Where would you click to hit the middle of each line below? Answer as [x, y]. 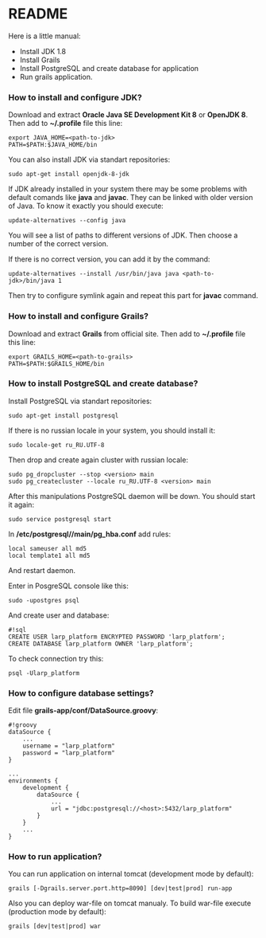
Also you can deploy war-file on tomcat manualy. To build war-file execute [130, 903]
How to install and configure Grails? [79, 316]
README [38, 14]
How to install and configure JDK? [75, 97]
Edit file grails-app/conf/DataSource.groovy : [83, 711]
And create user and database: [59, 615]
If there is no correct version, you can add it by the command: [109, 259]
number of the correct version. [58, 244]
